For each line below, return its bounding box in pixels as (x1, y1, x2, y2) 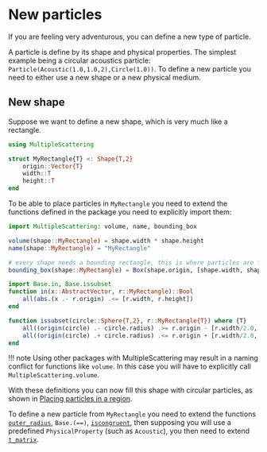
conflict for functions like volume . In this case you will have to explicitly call (8, 361, 252, 371)
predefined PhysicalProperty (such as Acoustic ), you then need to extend (8, 427, 250, 436)
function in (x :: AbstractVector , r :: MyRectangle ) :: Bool (8, 288, 194, 296)
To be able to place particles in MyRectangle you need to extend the (8, 199, 228, 208)
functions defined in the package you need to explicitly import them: (8, 207, 232, 216)
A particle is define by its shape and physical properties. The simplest (8, 47, 237, 56)
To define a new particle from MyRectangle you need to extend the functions (8, 409, 257, 419)
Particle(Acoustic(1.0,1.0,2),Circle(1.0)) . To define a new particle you (8, 64, 252, 73)
